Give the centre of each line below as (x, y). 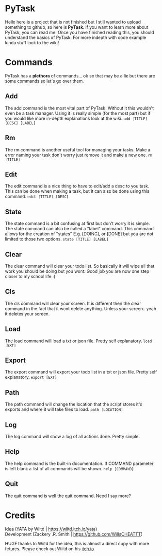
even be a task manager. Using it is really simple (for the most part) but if (78, 113)
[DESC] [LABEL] (20, 123)
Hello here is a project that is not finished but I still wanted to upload (73, 22)
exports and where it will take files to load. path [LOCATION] (64, 409)
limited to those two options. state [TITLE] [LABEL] (57, 239)
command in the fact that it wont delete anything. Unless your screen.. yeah (81, 308)
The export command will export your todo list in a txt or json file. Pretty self (81, 372)
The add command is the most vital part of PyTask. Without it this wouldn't (80, 108)
